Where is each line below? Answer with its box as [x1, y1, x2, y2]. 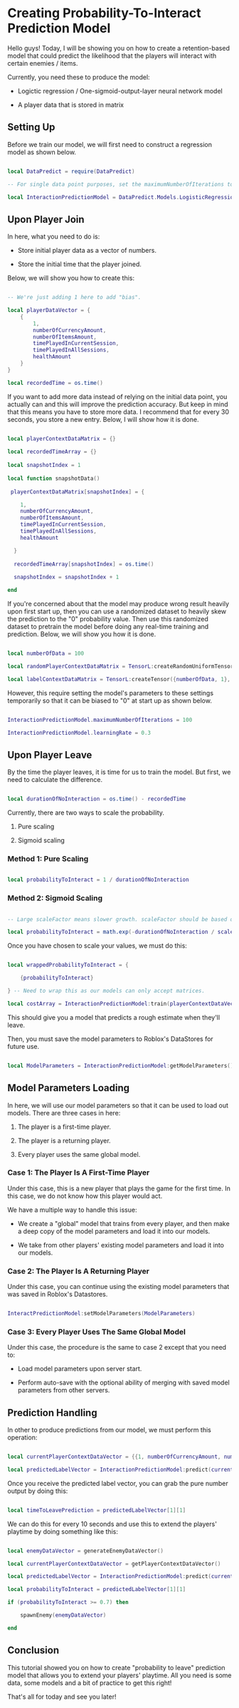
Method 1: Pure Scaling [7, 854, 89, 864]
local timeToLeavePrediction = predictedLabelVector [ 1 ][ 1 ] [7, 1507, 186, 1514]
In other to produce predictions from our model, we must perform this [7, 1426, 211, 1435]
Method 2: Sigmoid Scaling [7, 893, 103, 903]
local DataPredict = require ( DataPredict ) [7, 168, 135, 175]
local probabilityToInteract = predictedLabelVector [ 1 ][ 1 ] [7, 1586, 186, 1593]
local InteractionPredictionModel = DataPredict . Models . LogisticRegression [7, 194, 237, 201]
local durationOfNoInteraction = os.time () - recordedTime [7, 795, 186, 803]
